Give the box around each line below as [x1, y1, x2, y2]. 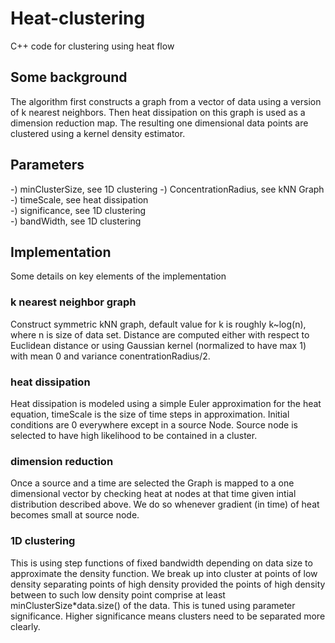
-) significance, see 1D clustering [10, 204, 147, 216]
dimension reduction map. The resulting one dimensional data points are [10, 117, 309, 129]
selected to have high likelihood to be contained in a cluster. [10, 429, 258, 441]
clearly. [10, 620, 41, 632]
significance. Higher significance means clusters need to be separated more [10, 610, 326, 622]
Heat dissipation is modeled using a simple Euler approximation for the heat [10, 397, 322, 409]
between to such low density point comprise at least [10, 588, 226, 601]
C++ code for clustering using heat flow [10, 40, 175, 52]
